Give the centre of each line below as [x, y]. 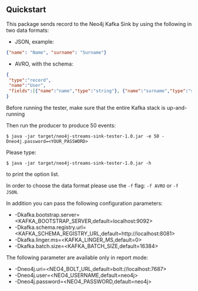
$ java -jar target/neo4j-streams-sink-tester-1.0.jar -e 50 [83, 136]
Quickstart [26, 10]
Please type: [21, 152]
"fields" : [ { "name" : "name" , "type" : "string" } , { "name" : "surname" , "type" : [98, 91]
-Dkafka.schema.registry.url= [50, 227]
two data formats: [27, 30]
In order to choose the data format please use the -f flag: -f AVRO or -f [92, 186]
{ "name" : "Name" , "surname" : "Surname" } [57, 53]
